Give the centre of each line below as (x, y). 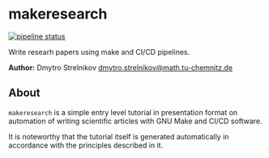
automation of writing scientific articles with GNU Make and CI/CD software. (135, 121)
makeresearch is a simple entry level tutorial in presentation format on (123, 112)
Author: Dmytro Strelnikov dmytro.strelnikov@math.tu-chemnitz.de (121, 67)
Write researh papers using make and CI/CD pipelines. (99, 52)
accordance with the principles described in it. (86, 145)
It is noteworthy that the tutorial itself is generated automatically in (119, 136)
